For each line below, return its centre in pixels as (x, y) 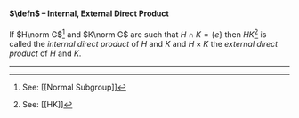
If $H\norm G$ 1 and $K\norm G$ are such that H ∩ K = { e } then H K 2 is (138, 34)
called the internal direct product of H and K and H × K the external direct (144, 43)
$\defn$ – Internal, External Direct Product (89, 13)
